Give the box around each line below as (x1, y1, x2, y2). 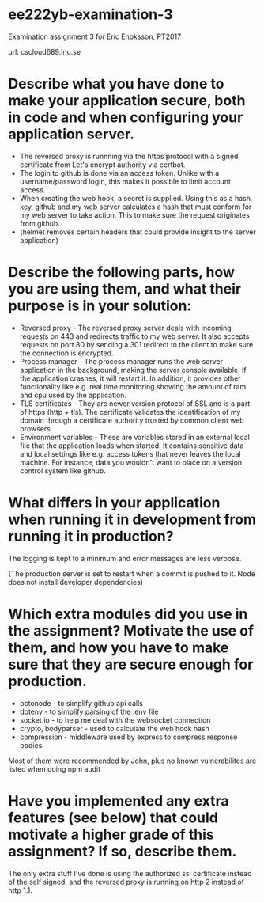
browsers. (19, 423, 53, 433)
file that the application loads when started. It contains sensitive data (19, 441, 244, 450)
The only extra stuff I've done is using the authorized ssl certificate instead (8, 868, 252, 878)
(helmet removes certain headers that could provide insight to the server (19, 227, 256, 237)
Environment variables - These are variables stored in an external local (19, 432, 251, 442)
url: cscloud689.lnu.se (8, 47, 81, 56)
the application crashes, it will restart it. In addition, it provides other (19, 374, 241, 383)
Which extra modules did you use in (8, 605, 248, 623)
